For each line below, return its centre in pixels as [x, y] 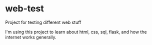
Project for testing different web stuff [43, 22]
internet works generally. [31, 37]
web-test [24, 9]
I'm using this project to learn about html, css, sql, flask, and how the [76, 32]
